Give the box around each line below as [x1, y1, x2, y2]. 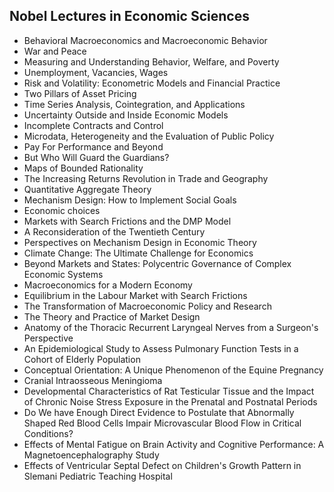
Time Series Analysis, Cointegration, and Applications [23, 98, 246, 110]
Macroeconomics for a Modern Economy [23, 279, 193, 291]
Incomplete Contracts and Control [23, 119, 164, 131]
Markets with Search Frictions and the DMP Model [23, 215, 232, 227]
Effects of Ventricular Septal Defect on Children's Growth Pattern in [23, 459, 302, 471]
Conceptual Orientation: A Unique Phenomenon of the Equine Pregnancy [23, 364, 324, 376]
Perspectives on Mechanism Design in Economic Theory [23, 236, 257, 248]
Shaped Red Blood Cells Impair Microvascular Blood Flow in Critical [23, 417, 302, 429]
